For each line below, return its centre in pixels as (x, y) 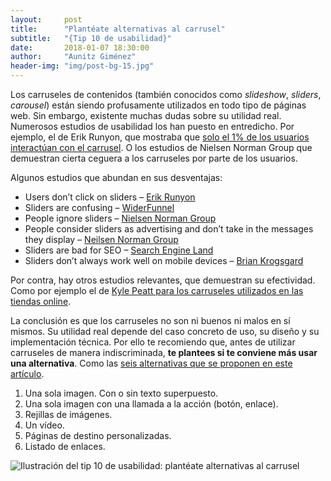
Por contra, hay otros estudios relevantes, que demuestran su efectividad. (163, 280)
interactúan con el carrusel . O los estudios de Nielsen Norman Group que (161, 147)
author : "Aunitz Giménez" (73, 57)
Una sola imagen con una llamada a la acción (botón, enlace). (151, 404)
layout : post (46, 19)
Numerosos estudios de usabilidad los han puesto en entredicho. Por (152, 126)
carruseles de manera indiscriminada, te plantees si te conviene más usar (164, 352)
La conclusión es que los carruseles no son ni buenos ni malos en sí (150, 320)
